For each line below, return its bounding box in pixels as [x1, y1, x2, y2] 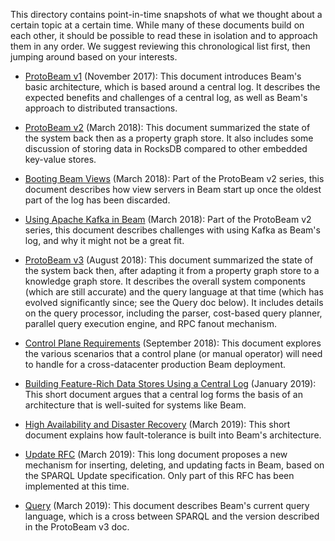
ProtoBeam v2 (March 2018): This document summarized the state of [24, 122, 311, 133]
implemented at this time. [24, 480, 130, 492]
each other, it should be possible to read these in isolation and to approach [10, 30, 318, 41]
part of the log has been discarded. [24, 194, 171, 206]
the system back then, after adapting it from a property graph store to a [24, 265, 320, 276]
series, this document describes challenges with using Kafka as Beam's [24, 224, 321, 236]
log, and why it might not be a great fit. [24, 235, 185, 246]
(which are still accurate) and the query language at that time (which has [24, 286, 324, 298]
